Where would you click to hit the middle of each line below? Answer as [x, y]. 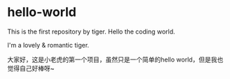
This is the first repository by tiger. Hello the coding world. [91, 31]
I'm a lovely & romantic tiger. [48, 45]
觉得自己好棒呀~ [31, 68]
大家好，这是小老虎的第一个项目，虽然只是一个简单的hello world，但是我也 [115, 59]
